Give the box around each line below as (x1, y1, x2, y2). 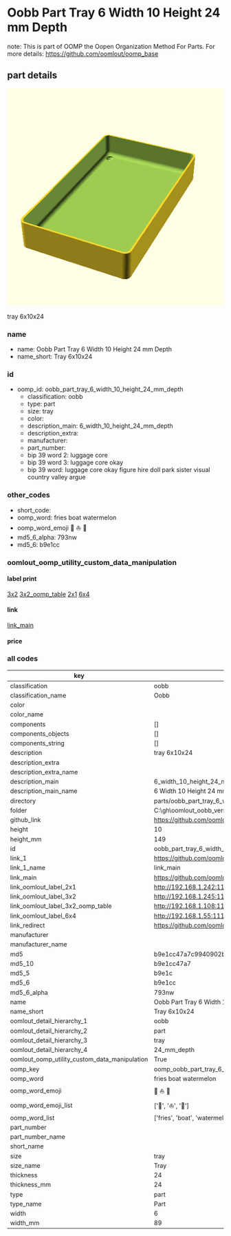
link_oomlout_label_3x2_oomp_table (10, 902, 112, 910)
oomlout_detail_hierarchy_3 (10, 1036, 88, 1044)
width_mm (10, 1219, 40, 1227)
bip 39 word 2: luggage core (27, 451, 108, 460)
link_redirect (10, 921, 45, 929)
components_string (10, 739, 65, 748)
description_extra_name (10, 768, 78, 776)
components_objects (10, 729, 69, 738)
